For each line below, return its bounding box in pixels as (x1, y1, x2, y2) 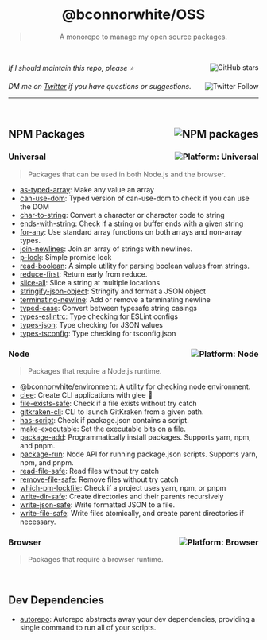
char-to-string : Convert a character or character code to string (19, 210, 225, 219)
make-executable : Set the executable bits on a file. (19, 424, 187, 433)
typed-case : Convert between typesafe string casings (19, 303, 197, 312)
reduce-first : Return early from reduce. (19, 269, 148, 279)
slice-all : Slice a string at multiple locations (19, 277, 161, 287)
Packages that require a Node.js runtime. (27, 366, 162, 375)
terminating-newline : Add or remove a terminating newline (19, 294, 211, 304)
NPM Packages (8, 127, 85, 141)
